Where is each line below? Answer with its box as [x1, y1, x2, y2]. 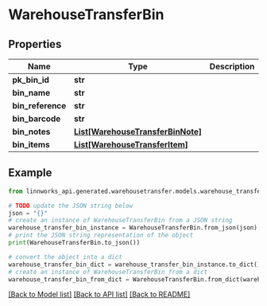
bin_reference [12, 100, 67, 111]
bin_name [12, 88, 50, 98]
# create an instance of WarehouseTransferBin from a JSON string [8, 217, 233, 225]
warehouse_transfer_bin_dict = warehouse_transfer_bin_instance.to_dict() [8, 261, 261, 269]
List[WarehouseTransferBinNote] [74, 126, 203, 137]
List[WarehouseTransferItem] [74, 139, 188, 150]
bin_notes [12, 126, 51, 137]
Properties [8, 37, 62, 51]
